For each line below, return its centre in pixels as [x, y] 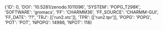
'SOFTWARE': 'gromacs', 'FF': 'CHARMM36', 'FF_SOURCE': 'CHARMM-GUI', [81, 12]
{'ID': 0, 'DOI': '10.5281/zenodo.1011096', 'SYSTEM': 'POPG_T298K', [73, 7]
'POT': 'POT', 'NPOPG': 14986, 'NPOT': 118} [48, 22]
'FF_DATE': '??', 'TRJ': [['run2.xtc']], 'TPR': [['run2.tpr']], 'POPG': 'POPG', [78, 17]
